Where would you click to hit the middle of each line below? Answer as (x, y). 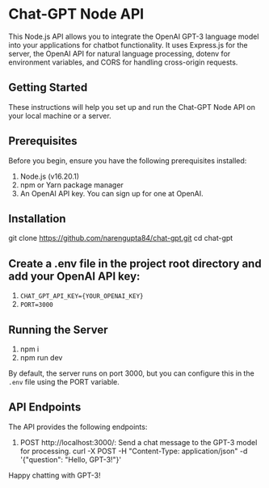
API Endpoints (45, 408)
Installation (37, 219)
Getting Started (48, 88)
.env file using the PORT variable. (64, 382)
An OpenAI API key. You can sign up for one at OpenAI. (111, 193)
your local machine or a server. (60, 116)
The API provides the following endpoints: (78, 427)
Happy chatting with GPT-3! (55, 475)
